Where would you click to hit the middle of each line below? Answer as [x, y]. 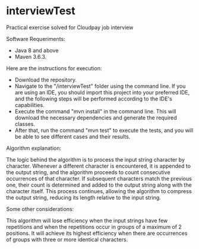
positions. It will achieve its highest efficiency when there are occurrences [97, 233]
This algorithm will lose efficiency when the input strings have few [87, 220]
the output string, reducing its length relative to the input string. [84, 197]
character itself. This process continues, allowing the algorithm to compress [99, 191]
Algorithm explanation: [34, 148]
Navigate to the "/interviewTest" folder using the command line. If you [100, 86]
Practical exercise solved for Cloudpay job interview [70, 27]
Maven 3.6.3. [31, 56]
